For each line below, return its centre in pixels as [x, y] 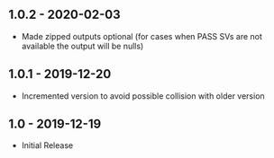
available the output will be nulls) [82, 46]
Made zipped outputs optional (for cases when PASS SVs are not [142, 36]
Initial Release [47, 145]
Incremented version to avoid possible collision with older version [143, 96]
